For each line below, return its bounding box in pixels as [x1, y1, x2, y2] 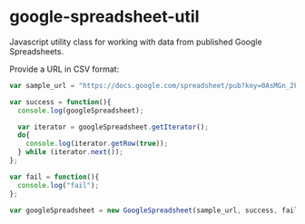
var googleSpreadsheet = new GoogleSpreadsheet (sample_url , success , [9, 206, 279, 215]
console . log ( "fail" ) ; [17, 180, 100, 190]
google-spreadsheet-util [9, 6, 200, 27]
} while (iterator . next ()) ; [17, 148, 124, 157]
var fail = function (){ [9, 172, 100, 181]
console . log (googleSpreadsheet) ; [17, 106, 144, 115]
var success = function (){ [9, 97, 112, 106]
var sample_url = [9, 81, 75, 90]
